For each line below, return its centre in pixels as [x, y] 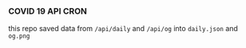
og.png [19, 36]
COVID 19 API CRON [48, 11]
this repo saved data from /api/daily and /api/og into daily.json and [123, 29]
